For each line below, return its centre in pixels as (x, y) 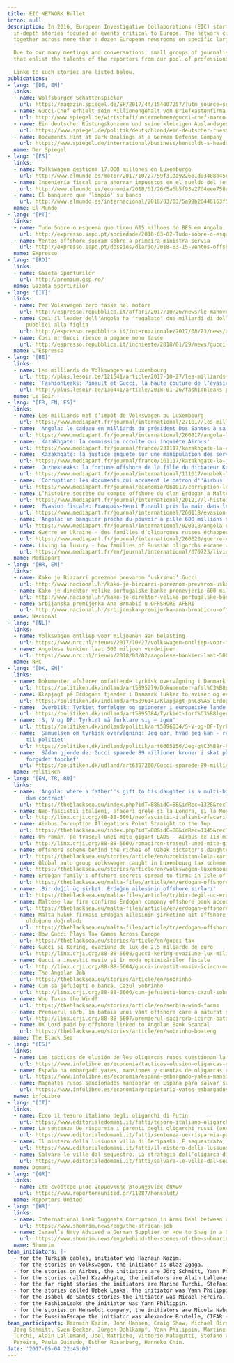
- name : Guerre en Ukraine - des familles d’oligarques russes (107, 532)
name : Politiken (37, 772)
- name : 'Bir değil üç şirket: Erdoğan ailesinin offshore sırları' (115, 889)
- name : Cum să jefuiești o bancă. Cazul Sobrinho (88, 986)
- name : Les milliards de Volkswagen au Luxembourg (90, 370)
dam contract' (46, 798)
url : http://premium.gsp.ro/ (62, 280)
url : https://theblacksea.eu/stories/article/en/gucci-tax (107, 941)
